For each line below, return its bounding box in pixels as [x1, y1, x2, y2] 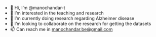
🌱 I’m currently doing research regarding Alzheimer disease [10, 15, 135, 21]
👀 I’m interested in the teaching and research [10, 10, 104, 16]
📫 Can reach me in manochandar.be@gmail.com [10, 26, 113, 32]
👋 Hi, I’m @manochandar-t [10, 5, 65, 10]
